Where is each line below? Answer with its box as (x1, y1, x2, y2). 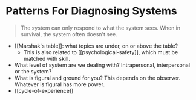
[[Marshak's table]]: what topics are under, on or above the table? (14, 42, 178, 49)
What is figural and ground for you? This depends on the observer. (14, 74, 181, 81)
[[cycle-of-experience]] (14, 87, 74, 94)
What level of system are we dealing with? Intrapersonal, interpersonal (14, 61, 191, 69)
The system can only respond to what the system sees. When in (20, 24, 181, 31)
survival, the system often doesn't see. (20, 30, 117, 37)
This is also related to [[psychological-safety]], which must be (23, 48, 178, 55)
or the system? (14, 67, 52, 75)
